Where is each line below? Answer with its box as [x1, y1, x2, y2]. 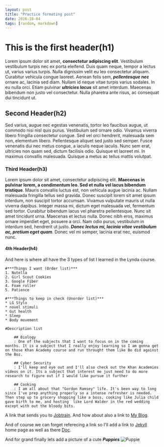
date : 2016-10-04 [5, 16, 41, 21]
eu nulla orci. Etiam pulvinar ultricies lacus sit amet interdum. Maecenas [5, 84, 151, 90]
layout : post [5, 7, 32, 12]
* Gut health [5, 309, 32, 314]
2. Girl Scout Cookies [5, 275, 51, 279]
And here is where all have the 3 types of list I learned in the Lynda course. [5, 256, 156, 262]
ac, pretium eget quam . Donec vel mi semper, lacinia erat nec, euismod [5, 229, 150, 235]
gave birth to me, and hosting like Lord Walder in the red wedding [5, 399, 150, 404]
